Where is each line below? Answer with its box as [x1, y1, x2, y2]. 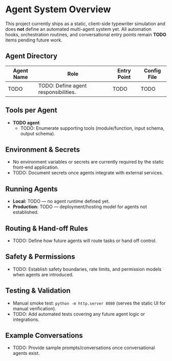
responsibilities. [38, 88, 76, 95]
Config [144, 67, 161, 74]
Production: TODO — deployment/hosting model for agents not [12, 204, 147, 210]
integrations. [12, 316, 39, 323]
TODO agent [12, 119, 40, 126]
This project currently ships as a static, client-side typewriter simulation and [5, 21, 165, 27]
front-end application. [12, 164, 59, 170]
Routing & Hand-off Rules [5, 224, 88, 233]
